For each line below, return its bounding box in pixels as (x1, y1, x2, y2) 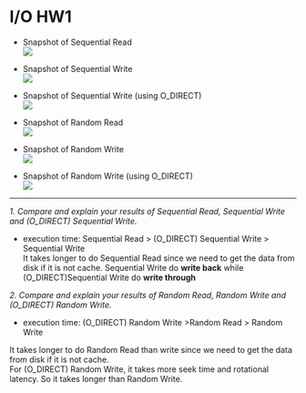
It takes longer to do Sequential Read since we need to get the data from (22, 253, 295, 264)
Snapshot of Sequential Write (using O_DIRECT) (22, 89, 202, 101)
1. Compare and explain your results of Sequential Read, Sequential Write (9, 205, 285, 216)
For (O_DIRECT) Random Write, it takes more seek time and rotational (9, 363, 270, 375)
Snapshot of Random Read (22, 117, 124, 128)
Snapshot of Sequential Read (22, 36, 132, 47)
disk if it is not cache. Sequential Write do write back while (22, 262, 244, 273)
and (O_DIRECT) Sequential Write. (9, 215, 138, 226)
